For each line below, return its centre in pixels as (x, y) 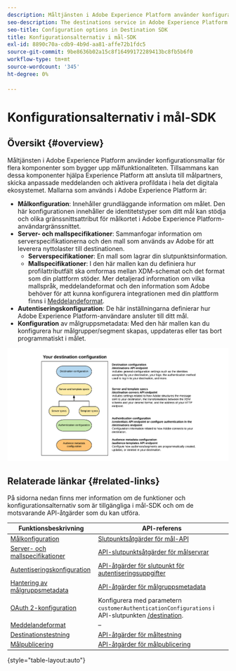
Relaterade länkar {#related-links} (84, 481)
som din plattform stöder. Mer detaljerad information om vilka (117, 279)
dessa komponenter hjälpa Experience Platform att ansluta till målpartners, (115, 175)
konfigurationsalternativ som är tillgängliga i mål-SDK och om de (101, 505)
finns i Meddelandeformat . (66, 301)
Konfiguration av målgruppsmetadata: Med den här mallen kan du (113, 323)
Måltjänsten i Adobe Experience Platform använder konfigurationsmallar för (116, 160)
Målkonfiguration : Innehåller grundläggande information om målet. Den (122, 203)
